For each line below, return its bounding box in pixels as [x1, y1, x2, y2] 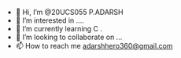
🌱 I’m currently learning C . [15, 24, 103, 33]
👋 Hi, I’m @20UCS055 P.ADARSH [15, 8, 124, 16]
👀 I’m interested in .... [15, 16, 84, 25]
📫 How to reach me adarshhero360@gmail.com [15, 42, 173, 50]
